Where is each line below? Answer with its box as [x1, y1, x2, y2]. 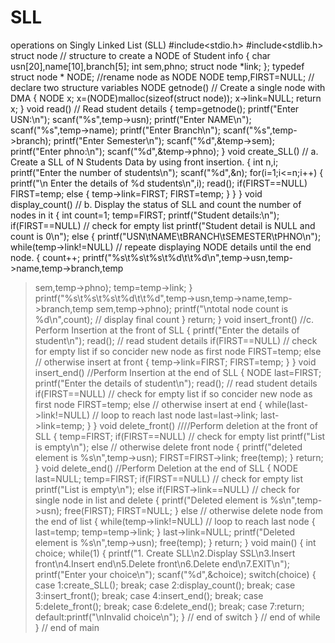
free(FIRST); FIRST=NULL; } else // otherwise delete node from [64, 504, 324, 516]
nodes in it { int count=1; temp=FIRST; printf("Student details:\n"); [10, 209, 280, 221]
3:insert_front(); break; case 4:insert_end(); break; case [34, 589, 264, 601]
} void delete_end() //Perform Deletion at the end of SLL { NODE [34, 462, 299, 474]
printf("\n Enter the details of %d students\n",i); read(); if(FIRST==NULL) [10, 177, 308, 189]
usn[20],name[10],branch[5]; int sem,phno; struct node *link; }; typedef [10, 60, 305, 72]
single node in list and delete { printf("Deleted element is [34, 494, 268, 506]
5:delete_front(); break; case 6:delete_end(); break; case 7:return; [34, 600, 305, 612]
